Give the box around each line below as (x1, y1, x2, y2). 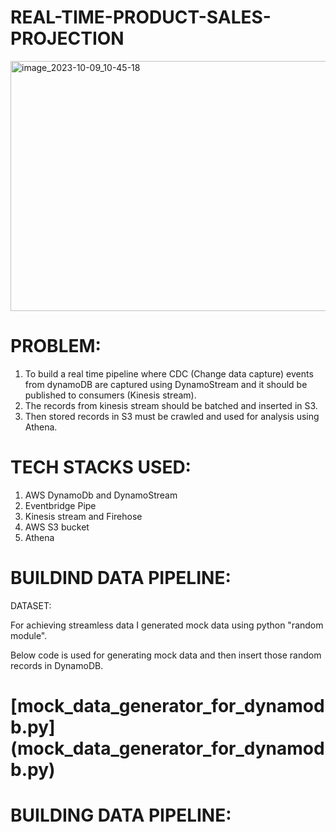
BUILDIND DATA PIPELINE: (10, 567, 232, 589)
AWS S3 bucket (24, 521, 90, 533)
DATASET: (10, 599, 52, 611)
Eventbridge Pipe (24, 499, 97, 511)
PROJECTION (10, 27, 125, 50)
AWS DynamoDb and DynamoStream (24, 489, 178, 501)
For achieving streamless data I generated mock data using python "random (10, 619, 324, 631)
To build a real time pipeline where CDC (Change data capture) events (24, 367, 314, 380)
